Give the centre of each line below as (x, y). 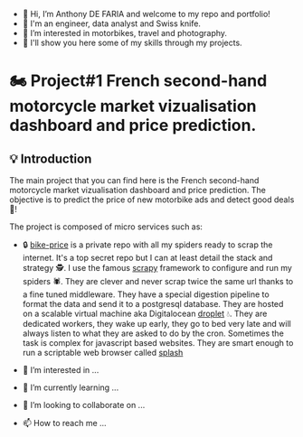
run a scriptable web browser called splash (103, 353)
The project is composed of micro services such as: (106, 227)
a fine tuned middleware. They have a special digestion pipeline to (146, 294)
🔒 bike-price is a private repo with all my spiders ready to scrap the (147, 245)
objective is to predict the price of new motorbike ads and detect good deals (152, 200)
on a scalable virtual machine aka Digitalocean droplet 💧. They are (145, 313)
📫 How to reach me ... (64, 423)
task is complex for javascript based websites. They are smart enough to (158, 343)
